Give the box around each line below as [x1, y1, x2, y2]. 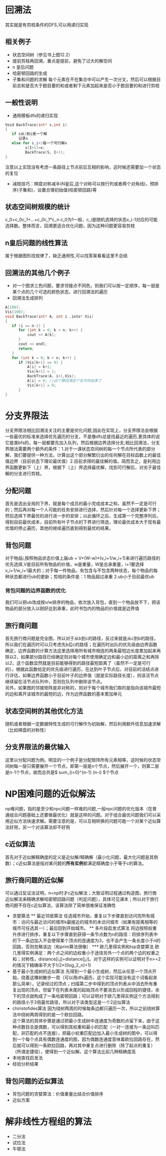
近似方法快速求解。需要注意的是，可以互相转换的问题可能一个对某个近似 [9, 818, 157, 824]
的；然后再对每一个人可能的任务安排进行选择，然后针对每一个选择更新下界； [5, 507, 161, 513]
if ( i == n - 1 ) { [11, 323, 45, 328]
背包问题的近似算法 [5, 1077, 64, 1085]
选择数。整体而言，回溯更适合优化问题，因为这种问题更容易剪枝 [5, 223, 135, 229]
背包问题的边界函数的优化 [5, 587, 66, 594]
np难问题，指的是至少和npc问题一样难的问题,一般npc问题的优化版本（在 [5, 805, 153, 811]
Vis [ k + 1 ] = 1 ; [27, 369, 56, 374]
